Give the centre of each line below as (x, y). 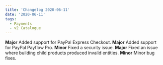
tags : (11, 19)
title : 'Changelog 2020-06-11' (38, 10)
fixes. (11, 58)
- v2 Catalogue (25, 28)
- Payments (21, 24)
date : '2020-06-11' (25, 14)
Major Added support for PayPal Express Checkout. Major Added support (81, 42)
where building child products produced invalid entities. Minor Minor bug (80, 53)
